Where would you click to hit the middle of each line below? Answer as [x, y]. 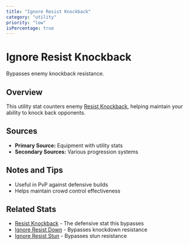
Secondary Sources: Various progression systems [76, 152]
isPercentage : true [30, 28]
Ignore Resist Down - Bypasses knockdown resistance [81, 230]
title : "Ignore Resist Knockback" [49, 12]
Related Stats [31, 209]
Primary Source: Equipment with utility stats [69, 145]
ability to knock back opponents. [46, 112]
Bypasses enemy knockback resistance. [55, 74]
